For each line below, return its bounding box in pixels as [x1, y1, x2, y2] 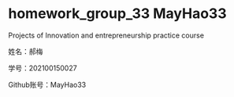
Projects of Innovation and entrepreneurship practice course [8, 31, 205, 40]
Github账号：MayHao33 [8, 80, 87, 89]
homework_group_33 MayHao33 [8, 5, 227, 23]
